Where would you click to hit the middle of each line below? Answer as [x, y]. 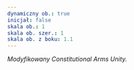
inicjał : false [29, 20]
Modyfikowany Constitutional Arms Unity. [67, 59]
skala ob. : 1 [26, 26]
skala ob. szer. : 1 [36, 33]
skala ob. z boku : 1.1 [40, 40]
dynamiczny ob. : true [39, 14]
